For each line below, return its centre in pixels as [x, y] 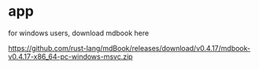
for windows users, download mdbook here [79, 33]
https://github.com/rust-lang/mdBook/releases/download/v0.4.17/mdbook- [129, 48]
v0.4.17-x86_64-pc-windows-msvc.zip [70, 56]
